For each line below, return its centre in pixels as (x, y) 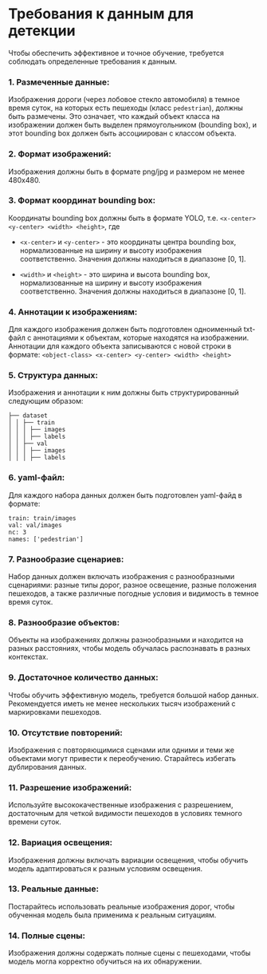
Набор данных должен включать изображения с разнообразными (122, 577)
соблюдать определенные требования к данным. (93, 61)
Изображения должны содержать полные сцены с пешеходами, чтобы (130, 953)
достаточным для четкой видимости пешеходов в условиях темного (126, 814)
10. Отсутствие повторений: (66, 732)
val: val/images (35, 525)
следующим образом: (46, 401)
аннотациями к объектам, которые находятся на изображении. (141, 338)
